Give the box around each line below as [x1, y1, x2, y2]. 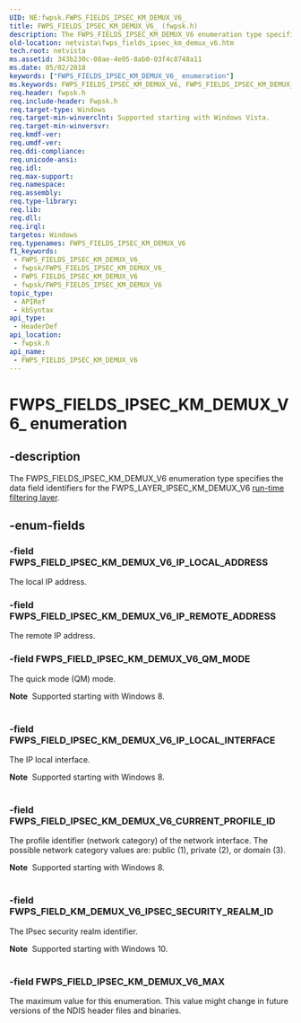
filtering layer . [9, 491, 60, 503]
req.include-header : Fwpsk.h [9, 96, 118, 106]
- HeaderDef [13, 322, 58, 331]
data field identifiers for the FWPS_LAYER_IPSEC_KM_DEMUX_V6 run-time [9, 482, 285, 493]
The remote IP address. [9, 631, 96, 641]
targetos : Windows [9, 230, 78, 239]
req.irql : [9, 222, 47, 231]
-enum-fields [9, 517, 85, 533]
